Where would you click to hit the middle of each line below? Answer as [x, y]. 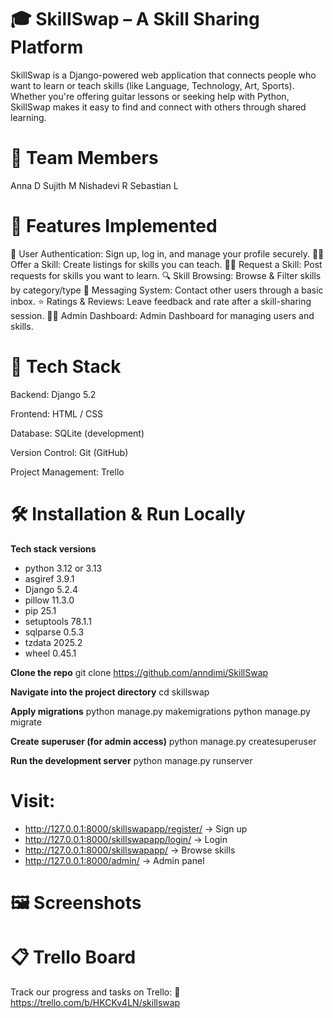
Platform [47, 47]
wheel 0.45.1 [50, 653]
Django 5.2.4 [51, 589]
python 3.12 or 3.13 [63, 568]
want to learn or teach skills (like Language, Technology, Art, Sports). [152, 85]
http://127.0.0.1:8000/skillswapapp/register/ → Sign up [136, 828]
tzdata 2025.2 [53, 642]
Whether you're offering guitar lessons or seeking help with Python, [150, 96]
